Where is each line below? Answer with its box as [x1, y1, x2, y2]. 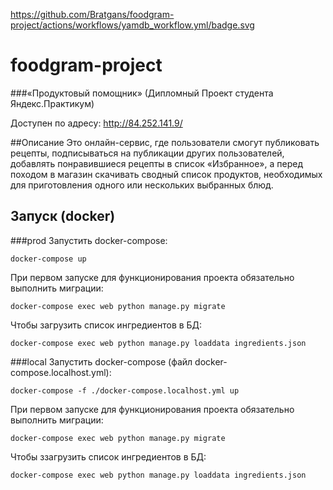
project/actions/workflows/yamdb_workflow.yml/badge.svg [10, 19, 255, 31]
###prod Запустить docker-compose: [10, 234, 168, 246]
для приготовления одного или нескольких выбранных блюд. [10, 179, 274, 191]
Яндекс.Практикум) [10, 97, 95, 109]
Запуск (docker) [10, 208, 116, 225]
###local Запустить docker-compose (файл [10, 355, 193, 368]
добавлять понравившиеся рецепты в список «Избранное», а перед [10, 157, 303, 169]
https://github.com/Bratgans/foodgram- [10, 9, 175, 20]
